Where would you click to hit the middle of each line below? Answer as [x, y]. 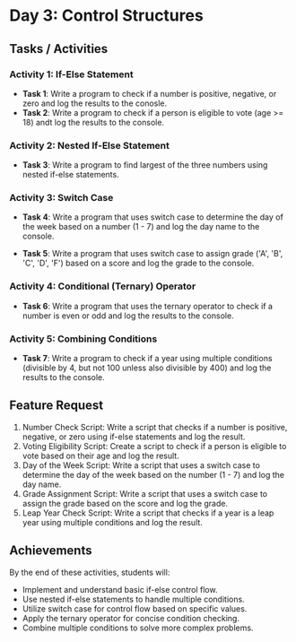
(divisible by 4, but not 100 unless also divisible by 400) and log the [147, 368]
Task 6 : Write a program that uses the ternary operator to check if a [148, 306]
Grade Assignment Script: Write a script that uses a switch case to [144, 493]
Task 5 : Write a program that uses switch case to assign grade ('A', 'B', [152, 254]
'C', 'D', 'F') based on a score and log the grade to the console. [138, 263]
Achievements [51, 551]
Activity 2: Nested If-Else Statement [90, 145]
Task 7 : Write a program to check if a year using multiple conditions [147, 359]
